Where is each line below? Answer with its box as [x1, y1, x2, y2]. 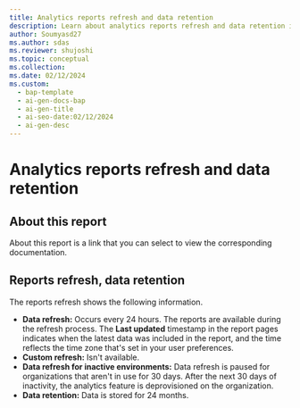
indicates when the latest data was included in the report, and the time [21, 332, 282, 344]
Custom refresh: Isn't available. [21, 352, 140, 362]
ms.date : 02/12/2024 [9, 71, 87, 80]
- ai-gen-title [17, 104, 74, 113]
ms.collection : [9, 63, 66, 72]
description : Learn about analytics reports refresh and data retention [9, 21, 286, 30]
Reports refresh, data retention [9, 273, 186, 288]
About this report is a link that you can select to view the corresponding [9, 237, 272, 248]
